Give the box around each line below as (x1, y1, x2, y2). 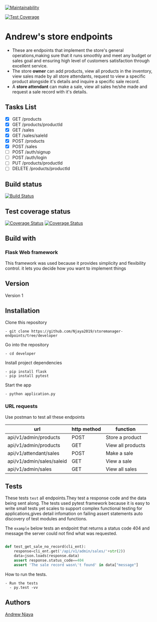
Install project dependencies (5, 360, 62, 366)
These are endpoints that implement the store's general (12, 47, 124, 53)
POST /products (12, 138, 45, 144)
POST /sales (12, 144, 38, 150)
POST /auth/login (12, 154, 47, 161)
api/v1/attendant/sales (7, 450, 59, 456)
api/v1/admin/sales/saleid (7, 457, 67, 464)
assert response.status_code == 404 (14, 558, 84, 563)
